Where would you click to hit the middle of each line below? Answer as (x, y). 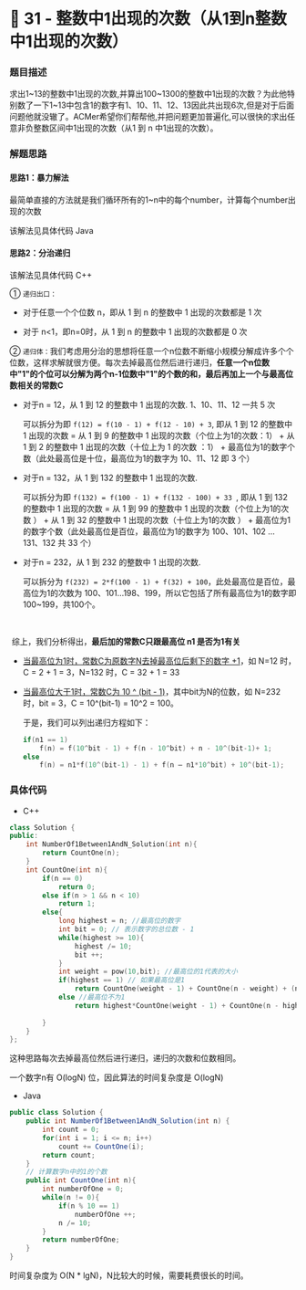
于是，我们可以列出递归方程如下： (87, 722)
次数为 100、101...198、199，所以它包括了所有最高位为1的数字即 (177, 593)
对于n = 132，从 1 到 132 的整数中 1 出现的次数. (110, 477)
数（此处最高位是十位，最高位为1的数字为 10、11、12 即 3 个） (138, 458)
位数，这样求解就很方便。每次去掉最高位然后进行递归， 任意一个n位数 (140, 362)
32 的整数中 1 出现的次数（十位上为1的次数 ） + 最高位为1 (184, 519)
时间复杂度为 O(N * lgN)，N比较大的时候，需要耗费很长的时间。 (129, 1275)
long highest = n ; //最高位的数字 (119, 921)
